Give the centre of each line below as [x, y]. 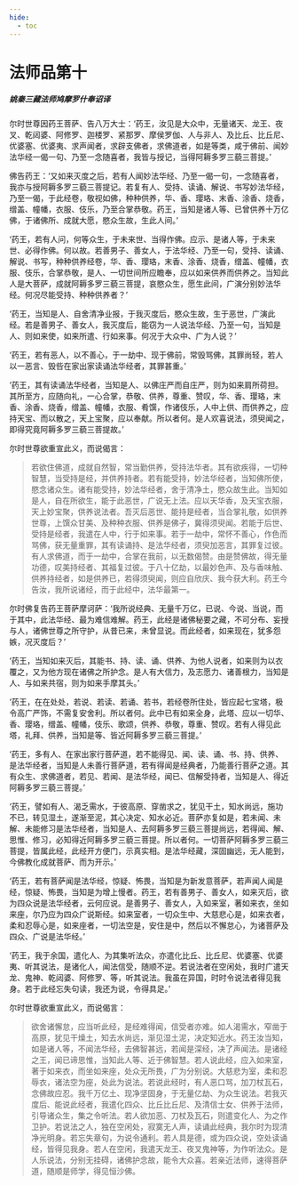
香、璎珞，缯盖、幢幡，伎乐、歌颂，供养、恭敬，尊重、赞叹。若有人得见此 [145, 724]
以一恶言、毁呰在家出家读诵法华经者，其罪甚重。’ [98, 366]
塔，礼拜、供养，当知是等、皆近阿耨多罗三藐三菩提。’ [106, 735]
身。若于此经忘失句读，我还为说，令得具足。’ [90, 988]
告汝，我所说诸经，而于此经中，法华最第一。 [113, 589]
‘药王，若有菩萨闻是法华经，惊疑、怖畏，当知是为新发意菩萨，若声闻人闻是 [146, 881]
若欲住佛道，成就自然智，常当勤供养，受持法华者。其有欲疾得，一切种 [159, 467]
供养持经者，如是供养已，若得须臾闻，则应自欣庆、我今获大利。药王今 [159, 578]
